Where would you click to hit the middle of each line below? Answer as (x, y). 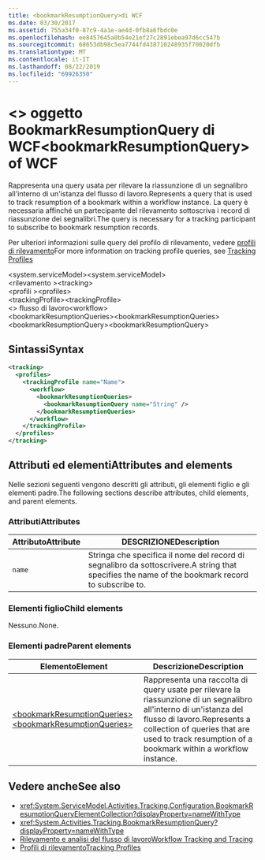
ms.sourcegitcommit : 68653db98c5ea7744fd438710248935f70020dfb (114, 45)
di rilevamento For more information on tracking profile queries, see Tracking (132, 251)
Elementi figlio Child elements (66, 609)
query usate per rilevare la (192, 689)
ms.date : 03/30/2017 (42, 23)
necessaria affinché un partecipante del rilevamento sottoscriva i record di (129, 210)
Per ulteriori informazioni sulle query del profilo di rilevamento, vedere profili (132, 242)
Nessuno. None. (34, 625)
